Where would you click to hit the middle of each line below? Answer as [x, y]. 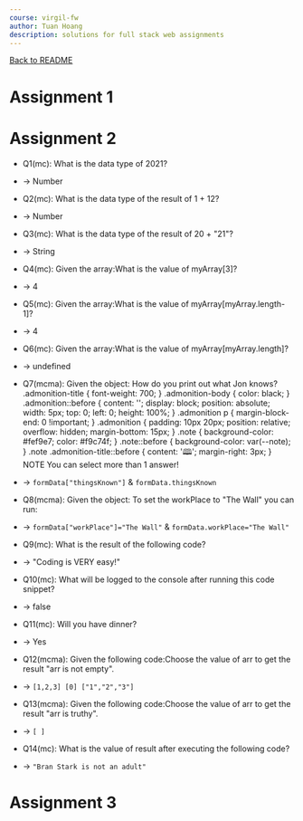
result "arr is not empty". [68, 668]
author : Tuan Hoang [46, 26]
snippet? [38, 588]
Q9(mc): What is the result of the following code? [114, 544]
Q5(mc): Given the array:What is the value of [106, 303]
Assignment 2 [63, 138]
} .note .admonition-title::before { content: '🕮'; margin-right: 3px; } [147, 451]
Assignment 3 [63, 802]
